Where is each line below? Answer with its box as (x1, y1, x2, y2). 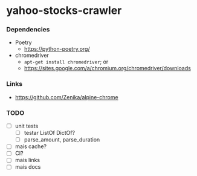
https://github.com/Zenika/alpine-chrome (15, 93, 119, 100)
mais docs (15, 163, 41, 171)
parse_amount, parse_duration (24, 136, 100, 143)
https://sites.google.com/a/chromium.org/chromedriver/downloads (24, 65, 192, 72)
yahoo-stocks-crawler (6, 4, 122, 18)
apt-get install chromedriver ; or (24, 58, 109, 65)
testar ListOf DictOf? (24, 129, 76, 137)
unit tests (15, 122, 39, 130)
